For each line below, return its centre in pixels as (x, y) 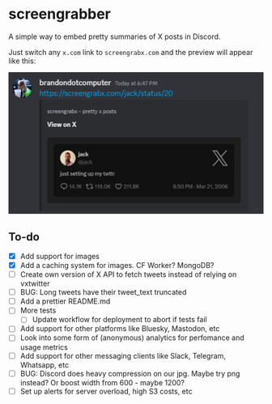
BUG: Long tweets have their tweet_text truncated (103, 292)
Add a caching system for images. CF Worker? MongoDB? (117, 266)
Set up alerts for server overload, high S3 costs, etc (106, 391)
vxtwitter (35, 283)
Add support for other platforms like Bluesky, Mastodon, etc (120, 329)
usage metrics (44, 347)
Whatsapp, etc (45, 364)
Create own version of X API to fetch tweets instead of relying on (128, 274)
